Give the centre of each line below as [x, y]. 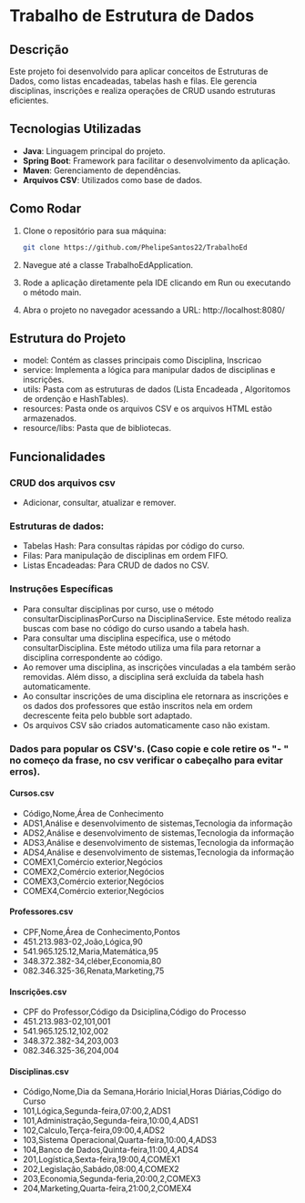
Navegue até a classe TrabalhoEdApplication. [108, 264]
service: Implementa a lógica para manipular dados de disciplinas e [149, 370]
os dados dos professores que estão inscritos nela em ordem [137, 705]
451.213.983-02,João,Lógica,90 [82, 941]
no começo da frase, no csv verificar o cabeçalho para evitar [147, 760]
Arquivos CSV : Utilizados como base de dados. [112, 180]
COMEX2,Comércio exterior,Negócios [93, 871]
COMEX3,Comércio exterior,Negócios [93, 881]
